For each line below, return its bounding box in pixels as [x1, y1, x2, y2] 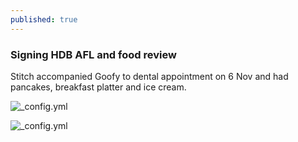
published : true [10, 14, 78, 25]
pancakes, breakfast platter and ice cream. [10, 81, 187, 93]
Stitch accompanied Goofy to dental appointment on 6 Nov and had [10, 70, 289, 82]
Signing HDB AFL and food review [10, 47, 177, 61]
